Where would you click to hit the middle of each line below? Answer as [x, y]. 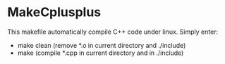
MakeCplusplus [54, 12]
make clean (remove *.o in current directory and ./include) [102, 45]
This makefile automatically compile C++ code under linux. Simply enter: [113, 32]
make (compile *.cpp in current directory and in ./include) [101, 53]
